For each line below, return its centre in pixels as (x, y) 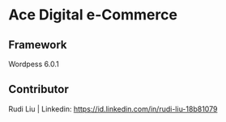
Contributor (38, 89)
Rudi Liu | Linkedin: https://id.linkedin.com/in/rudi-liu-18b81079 (113, 109)
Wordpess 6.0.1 (34, 64)
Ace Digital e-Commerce (93, 15)
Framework (38, 45)
